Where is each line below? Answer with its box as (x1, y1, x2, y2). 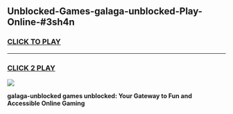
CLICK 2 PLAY (7, 63, 55, 73)
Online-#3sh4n (7, 17, 75, 28)
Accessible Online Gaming (7, 99, 85, 107)
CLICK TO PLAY (7, 37, 61, 47)
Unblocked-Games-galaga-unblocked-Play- (7, 6, 203, 17)
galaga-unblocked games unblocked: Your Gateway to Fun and (7, 91, 193, 99)
